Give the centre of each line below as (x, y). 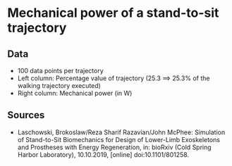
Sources (26, 115)
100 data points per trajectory (60, 71)
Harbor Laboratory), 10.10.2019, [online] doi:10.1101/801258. (103, 154)
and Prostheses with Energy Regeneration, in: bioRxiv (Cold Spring (114, 147)
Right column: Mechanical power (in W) (75, 93)
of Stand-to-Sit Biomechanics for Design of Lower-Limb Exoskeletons (119, 139)
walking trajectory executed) (59, 85)
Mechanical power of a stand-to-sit (113, 13)
